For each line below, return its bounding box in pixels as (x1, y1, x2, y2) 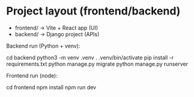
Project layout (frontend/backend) (6, 4, 181, 18)
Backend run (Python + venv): (6, 42, 80, 49)
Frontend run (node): (6, 72, 58, 79)
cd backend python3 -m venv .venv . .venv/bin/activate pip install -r (6, 54, 174, 61)
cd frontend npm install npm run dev (6, 83, 97, 91)
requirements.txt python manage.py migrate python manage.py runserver (6, 60, 188, 67)
